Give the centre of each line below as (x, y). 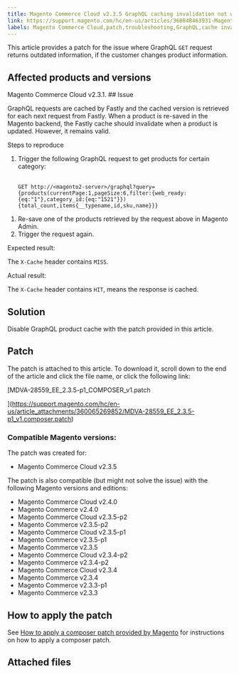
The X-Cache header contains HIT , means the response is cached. (103, 289)
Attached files (39, 663)
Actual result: (27, 276)
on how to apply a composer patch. (59, 639)
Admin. (28, 227)
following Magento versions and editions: (68, 488)
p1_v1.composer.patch (39, 418)
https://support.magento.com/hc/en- (66, 404)
